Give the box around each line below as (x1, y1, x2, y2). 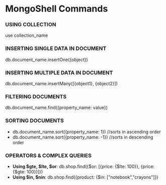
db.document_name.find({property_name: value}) (5, 104, 108, 111)
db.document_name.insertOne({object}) (5, 56, 88, 63)
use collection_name (5, 32, 48, 38)
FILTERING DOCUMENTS (5, 93, 67, 100)
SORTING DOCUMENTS (5, 117, 64, 124)
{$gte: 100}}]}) (12, 168, 43, 174)
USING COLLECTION (5, 21, 56, 28)
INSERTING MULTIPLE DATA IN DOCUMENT (5, 69, 113, 76)
